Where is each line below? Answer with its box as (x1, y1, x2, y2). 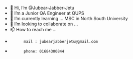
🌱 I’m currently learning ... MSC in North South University (10, 16, 128, 21)
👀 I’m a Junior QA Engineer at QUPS (10, 10, 84, 16)
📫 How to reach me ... (10, 27, 57, 32)
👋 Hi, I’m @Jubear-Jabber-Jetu (10, 5, 74, 11)
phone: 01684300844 (23, 49, 64, 54)
